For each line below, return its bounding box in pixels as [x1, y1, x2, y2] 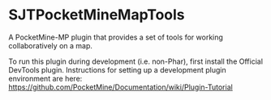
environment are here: [8, 73, 83, 83]
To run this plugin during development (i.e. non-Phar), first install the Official [8, 56, 264, 66]
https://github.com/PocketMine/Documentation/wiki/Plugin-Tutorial [8, 82, 233, 92]
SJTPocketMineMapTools [8, 6, 185, 24]
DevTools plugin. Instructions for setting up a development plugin [8, 65, 226, 74]
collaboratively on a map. [8, 40, 93, 50]
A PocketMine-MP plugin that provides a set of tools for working [8, 32, 223, 42]
